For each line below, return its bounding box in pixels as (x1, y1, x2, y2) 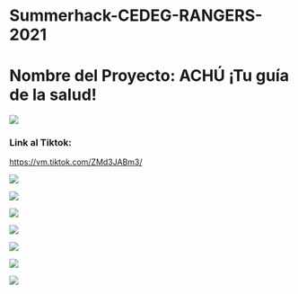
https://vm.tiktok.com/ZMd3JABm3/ (9, 156, 143, 167)
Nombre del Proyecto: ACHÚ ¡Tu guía (9, 66, 290, 86)
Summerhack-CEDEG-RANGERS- (9, 5, 263, 26)
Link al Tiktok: (9, 137, 72, 149)
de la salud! (9, 85, 97, 105)
